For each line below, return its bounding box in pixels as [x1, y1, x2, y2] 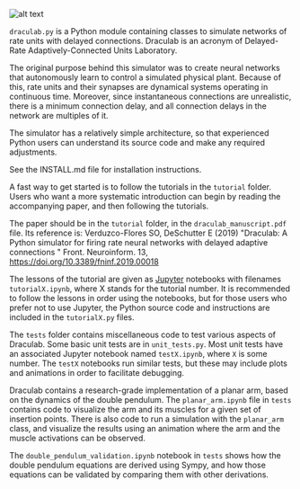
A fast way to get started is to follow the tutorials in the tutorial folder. [9, 182, 272, 192]
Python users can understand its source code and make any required [9, 138, 265, 147]
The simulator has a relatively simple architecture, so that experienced [9, 128, 269, 138]
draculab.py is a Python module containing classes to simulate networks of [9, 26, 287, 36]
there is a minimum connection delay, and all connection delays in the [9, 101, 267, 111]
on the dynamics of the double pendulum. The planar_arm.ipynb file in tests [9, 395, 292, 405]
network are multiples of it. [9, 111, 110, 120]
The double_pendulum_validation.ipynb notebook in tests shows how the [9, 450, 281, 460]
